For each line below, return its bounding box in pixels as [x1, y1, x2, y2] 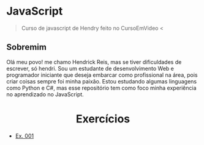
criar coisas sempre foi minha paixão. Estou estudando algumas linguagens [6, 77, 197, 85]
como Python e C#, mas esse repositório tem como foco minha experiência [6, 84, 197, 91]
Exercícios [75, 111, 130, 126]
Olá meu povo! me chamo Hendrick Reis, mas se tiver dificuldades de [6, 58, 182, 65]
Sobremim [6, 42, 47, 52]
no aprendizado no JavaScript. [6, 90, 84, 98]
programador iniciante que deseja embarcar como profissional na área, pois [6, 71, 198, 79]
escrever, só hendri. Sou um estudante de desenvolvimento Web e [6, 65, 175, 72]
